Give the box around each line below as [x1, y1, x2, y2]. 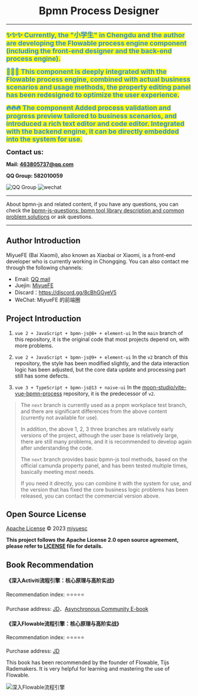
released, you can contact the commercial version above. [20, 492, 160, 499]
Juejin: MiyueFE [14, 282, 54, 289]
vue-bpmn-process [14, 390, 62, 397]
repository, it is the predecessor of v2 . [63, 390, 156, 397]
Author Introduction [6, 236, 81, 246]
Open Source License [6, 509, 87, 519]
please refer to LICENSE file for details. [6, 542, 103, 550]
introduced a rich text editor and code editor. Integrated [6, 119, 184, 128]
